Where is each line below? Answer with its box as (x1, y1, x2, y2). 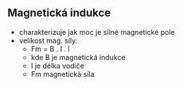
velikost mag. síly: (18, 36, 78, 45)
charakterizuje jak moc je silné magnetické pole (18, 27, 176, 36)
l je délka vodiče (30, 61, 85, 70)
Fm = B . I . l (30, 43, 70, 54)
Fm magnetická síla (30, 69, 95, 78)
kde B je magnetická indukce (30, 52, 126, 62)
